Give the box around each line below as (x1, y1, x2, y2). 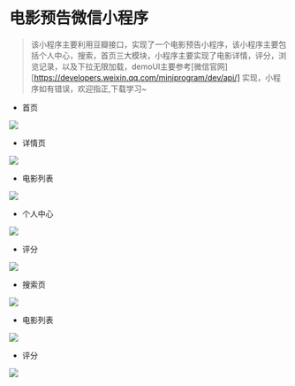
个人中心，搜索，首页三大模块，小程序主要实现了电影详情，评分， (38, 50, 279, 60)
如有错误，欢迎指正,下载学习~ (38, 83, 147, 94)
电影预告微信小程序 (9, 8, 149, 28)
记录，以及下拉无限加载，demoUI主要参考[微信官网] (38, 61, 228, 72)
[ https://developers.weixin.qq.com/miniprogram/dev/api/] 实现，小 (30, 72, 274, 82)
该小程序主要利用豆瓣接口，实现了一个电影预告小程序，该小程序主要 (30, 39, 279, 50)
